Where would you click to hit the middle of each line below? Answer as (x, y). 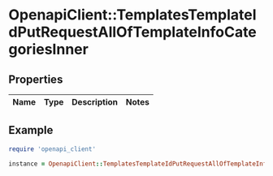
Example (31, 130)
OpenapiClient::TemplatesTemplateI (133, 15)
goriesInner (49, 49)
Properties (36, 79)
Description (95, 102)
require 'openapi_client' (52, 149)
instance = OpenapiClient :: (56, 164)
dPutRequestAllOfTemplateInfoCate (133, 32)
